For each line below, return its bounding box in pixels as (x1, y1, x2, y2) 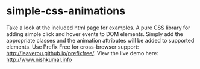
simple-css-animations (6, 4, 125, 18)
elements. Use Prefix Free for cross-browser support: (6, 43, 139, 50)
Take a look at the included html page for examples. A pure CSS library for (6, 24, 190, 31)
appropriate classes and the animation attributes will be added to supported (6, 37, 195, 44)
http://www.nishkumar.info (6, 56, 72, 63)
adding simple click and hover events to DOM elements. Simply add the (6, 30, 184, 37)
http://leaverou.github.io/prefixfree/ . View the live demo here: (6, 49, 158, 56)
